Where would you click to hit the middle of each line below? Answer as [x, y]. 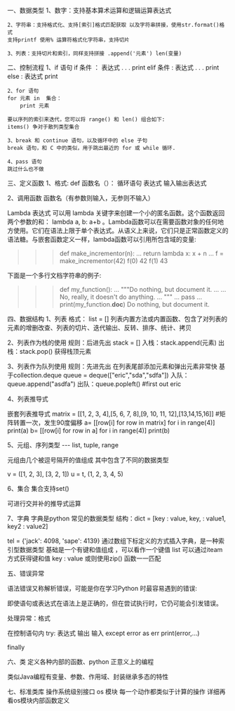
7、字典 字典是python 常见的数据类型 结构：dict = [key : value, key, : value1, [117, 518]
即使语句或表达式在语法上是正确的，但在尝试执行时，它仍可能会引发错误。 [115, 603]
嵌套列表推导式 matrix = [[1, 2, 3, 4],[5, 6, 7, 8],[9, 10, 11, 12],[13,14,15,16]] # [113, 414]
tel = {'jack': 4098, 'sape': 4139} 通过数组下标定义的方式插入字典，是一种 [113, 541]
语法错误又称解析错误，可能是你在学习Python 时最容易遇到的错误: [102, 588]
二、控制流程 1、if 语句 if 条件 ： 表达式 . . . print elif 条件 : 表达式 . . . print [113, 68]
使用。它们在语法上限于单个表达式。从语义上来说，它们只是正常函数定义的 [121, 230]
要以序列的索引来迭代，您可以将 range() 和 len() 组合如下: [86, 120]
